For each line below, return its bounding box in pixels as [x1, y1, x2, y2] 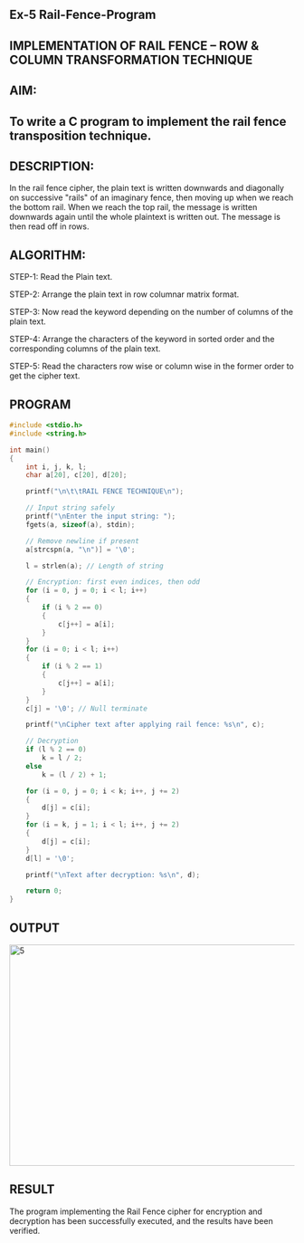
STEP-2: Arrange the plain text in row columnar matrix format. [9, 289, 240, 300]
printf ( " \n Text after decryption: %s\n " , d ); [25, 870, 201, 879]
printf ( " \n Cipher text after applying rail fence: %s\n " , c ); [25, 720, 265, 730]
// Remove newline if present [25, 536, 140, 546]
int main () [9, 445, 51, 454]
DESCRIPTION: [9, 158, 95, 174]
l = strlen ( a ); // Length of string [25, 561, 165, 570]
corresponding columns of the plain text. [9, 343, 161, 354]
